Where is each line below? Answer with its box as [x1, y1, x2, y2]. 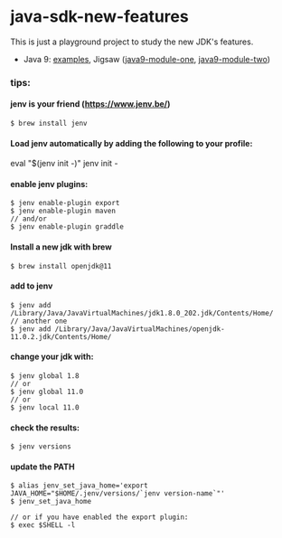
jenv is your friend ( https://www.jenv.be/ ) [10, 99, 171, 109]
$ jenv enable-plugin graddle [10, 222, 125, 231]
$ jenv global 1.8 [10, 372, 80, 381]
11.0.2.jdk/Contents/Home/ [10, 332, 112, 341]
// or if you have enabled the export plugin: [10, 513, 189, 522]
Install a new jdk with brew [10, 241, 112, 252]
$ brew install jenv [10, 119, 89, 128]
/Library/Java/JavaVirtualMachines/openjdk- [54, 324, 225, 334]
